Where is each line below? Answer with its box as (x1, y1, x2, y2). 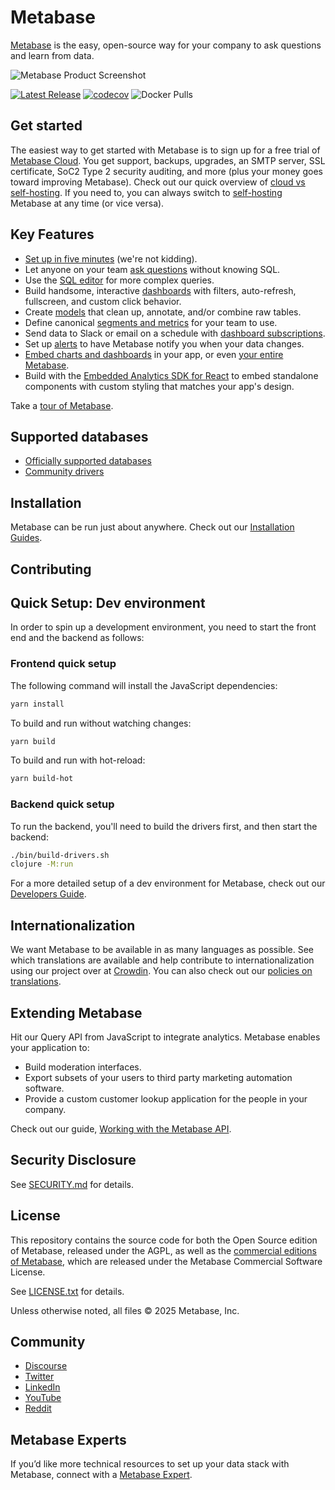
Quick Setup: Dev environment (10, 594, 206, 611)
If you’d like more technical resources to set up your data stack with (10, 1458, 290, 1470)
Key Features (10, 226, 95, 243)
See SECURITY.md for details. (10, 1178, 135, 1190)
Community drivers (24, 466, 105, 478)
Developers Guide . (10, 888, 87, 900)
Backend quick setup (10, 797, 115, 811)
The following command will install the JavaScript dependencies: (10, 679, 278, 691)
